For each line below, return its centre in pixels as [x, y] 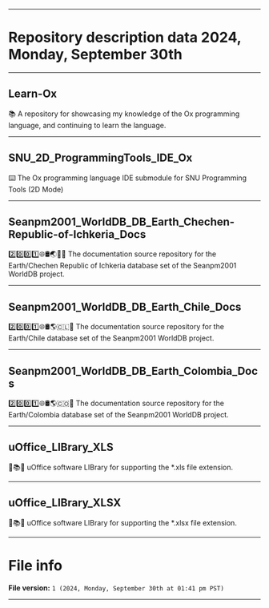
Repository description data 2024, [125, 38]
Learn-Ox [33, 94]
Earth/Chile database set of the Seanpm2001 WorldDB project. [111, 338]
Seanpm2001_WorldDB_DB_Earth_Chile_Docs [125, 306]
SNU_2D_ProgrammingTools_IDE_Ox [100, 158]
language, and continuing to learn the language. [87, 125]
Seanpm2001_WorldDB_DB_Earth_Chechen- [121, 221]
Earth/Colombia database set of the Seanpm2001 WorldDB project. [119, 415]
